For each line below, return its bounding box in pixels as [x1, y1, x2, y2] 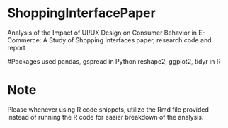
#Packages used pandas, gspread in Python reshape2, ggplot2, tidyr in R [7, 57, 221, 65]
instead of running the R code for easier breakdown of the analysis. [7, 112, 204, 121]
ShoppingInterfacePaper [7, 5, 156, 21]
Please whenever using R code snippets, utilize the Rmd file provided [7, 105, 209, 114]
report [7, 43, 26, 52]
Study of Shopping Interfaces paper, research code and [49, 35, 212, 44]
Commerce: [7, 35, 42, 44]
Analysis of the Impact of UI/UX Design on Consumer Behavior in [7, 28, 197, 37]
